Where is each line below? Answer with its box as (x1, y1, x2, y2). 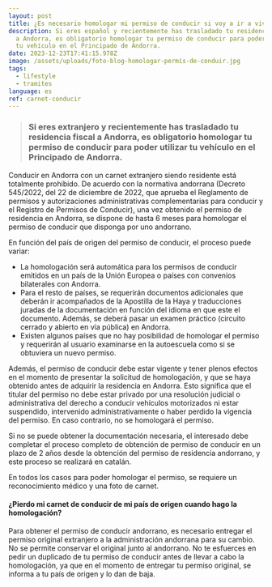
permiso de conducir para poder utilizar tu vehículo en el (28, 142, 256, 153)
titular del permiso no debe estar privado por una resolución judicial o (8, 389, 240, 399)
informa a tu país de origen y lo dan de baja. (8, 568, 155, 579)
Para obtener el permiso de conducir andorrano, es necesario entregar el (8, 525, 253, 535)
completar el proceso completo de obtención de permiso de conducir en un (8, 439, 261, 449)
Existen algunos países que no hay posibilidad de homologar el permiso (19, 330, 260, 340)
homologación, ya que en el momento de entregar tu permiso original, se (8, 560, 252, 570)
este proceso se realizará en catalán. (8, 457, 132, 466)
